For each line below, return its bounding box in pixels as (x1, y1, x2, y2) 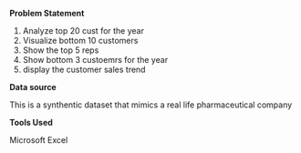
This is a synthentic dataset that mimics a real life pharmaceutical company (9, 99, 293, 110)
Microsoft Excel (9, 135, 68, 145)
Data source (9, 82, 57, 92)
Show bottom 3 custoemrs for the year (22, 55, 169, 65)
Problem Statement (9, 8, 85, 18)
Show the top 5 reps (22, 45, 99, 56)
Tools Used (9, 117, 53, 127)
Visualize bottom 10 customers (22, 36, 139, 46)
